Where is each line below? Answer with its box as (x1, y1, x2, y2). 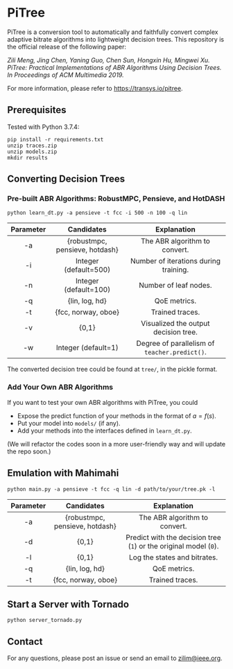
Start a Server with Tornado (7, 598, 130, 610)
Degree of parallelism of (136, 338, 215, 348)
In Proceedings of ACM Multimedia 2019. (7, 71, 124, 79)
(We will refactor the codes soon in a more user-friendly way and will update (7, 440, 226, 448)
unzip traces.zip (7, 142, 58, 149)
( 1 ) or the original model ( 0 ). (128, 541, 219, 550)
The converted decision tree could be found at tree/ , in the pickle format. (7, 365, 218, 374)
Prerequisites (7, 104, 67, 116)
